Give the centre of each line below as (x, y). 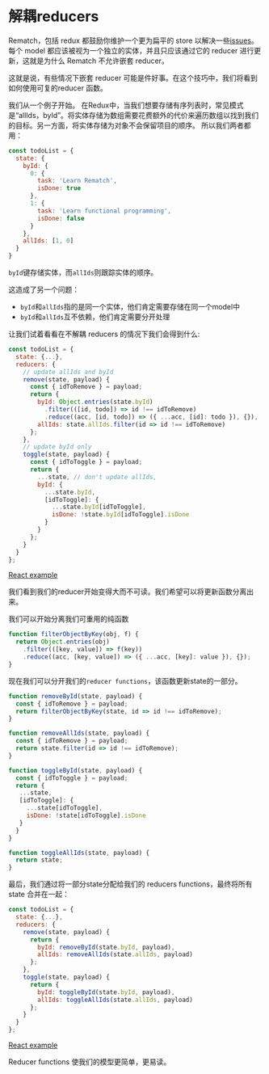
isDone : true (59, 188)
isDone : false (61, 218)
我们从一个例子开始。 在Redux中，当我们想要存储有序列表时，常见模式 (126, 105)
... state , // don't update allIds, (97, 477)
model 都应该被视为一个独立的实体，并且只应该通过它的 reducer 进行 (139, 50)
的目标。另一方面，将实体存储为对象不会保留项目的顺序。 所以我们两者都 (130, 125)
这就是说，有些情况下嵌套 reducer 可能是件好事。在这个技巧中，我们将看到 (133, 78)
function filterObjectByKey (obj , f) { (74, 634)
